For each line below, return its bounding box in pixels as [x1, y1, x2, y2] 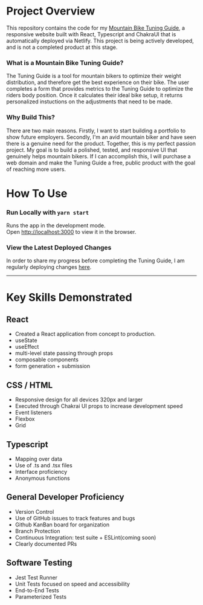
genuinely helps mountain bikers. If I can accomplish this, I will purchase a [6, 152, 192, 160]
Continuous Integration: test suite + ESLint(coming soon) [14, 534, 156, 541]
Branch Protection [14, 527, 60, 534]
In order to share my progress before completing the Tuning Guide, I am [6, 257, 185, 264]
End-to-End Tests [14, 586, 59, 594]
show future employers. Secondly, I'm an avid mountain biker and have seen [6, 133, 196, 140]
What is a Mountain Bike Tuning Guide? [6, 59, 124, 67]
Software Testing [6, 558, 72, 568]
